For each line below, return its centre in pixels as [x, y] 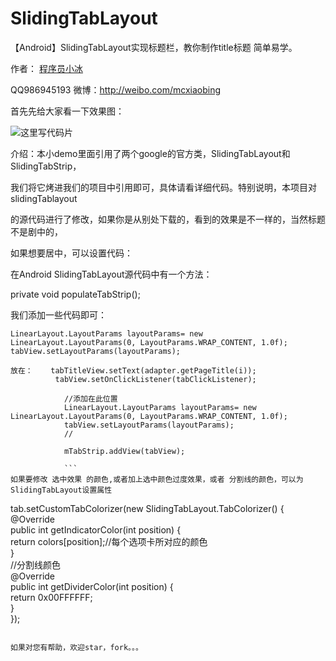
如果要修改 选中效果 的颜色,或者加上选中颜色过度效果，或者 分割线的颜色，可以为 [157, 479]
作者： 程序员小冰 [46, 68]
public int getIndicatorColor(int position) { [96, 529]
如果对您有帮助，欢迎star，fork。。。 [76, 647]
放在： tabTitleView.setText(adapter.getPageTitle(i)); [133, 370]
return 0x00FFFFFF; [51, 597]
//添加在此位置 [90, 398]
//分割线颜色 [36, 564]
